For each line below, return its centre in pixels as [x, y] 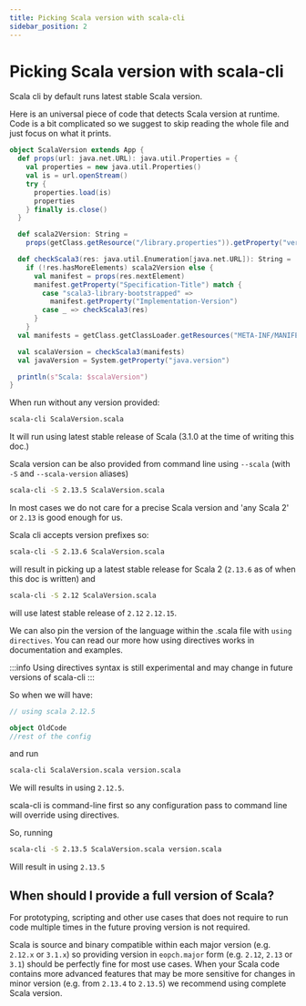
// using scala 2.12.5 [52, 711]
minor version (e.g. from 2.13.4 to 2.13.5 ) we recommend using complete [148, 983]
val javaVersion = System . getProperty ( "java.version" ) [124, 361]
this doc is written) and [52, 578]
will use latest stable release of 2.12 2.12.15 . [93, 613]
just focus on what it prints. [61, 134]
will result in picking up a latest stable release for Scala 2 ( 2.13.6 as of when [153, 569]
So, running [31, 833]
